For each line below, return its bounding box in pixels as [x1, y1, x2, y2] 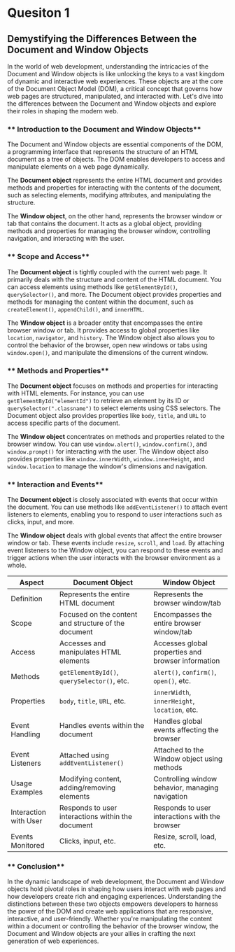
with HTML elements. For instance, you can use [7, 388, 145, 397]
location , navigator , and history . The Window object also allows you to [7, 333, 215, 342]
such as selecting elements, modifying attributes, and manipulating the [7, 191, 211, 199]
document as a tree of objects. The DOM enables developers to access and [7, 155, 225, 164]
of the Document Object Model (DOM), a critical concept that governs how [7, 85, 222, 92]
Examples [10, 787, 43, 797]
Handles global [153, 716, 203, 726]
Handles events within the [59, 721, 145, 731]
